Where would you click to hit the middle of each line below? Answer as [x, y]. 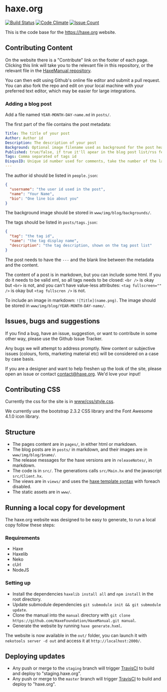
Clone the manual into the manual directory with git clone [71, 615]
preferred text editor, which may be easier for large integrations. [71, 91]
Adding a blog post [29, 104]
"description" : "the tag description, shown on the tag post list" [81, 246]
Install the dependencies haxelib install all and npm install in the [83, 594]
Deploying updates [35, 656]
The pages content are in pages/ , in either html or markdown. [75, 444]
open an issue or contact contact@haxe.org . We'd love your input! [73, 374]
